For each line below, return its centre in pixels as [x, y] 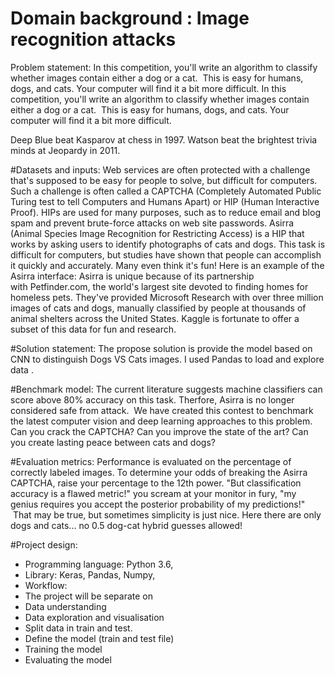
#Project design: [44, 544]
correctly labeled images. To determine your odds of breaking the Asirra [159, 472]
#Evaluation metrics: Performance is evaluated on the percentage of [151, 461]
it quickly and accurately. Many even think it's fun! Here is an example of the [167, 265]
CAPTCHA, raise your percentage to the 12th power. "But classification [156, 483]
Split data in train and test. [78, 628]
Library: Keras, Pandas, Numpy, [90, 574]
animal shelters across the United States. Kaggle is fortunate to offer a [155, 318]
